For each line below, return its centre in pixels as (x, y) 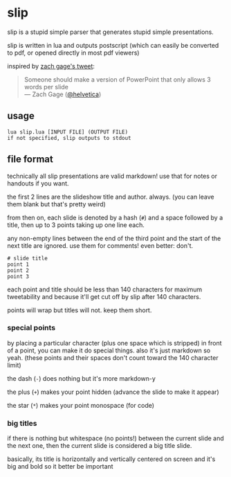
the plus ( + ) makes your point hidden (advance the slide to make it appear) (113, 392)
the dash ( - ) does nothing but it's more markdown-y (81, 378)
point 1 (18, 264)
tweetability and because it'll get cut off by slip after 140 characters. (104, 296)
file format (30, 160)
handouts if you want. (38, 183)
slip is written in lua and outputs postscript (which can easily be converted (113, 45)
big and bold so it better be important (60, 467)
